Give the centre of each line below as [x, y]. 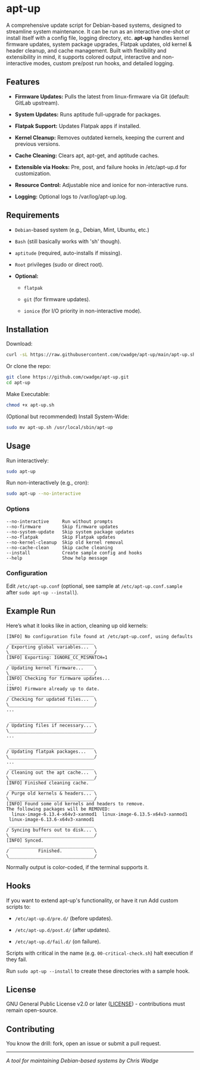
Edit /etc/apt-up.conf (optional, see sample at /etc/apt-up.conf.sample [94, 586]
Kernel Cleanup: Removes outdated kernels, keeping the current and [99, 137]
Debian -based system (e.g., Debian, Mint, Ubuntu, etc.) [82, 229]
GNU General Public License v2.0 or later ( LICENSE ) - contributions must [96, 1004]
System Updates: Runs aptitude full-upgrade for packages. [88, 114]
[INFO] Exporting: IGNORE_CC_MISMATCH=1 [57, 657]
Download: [19, 344]
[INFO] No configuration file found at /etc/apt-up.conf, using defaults [100, 636]
